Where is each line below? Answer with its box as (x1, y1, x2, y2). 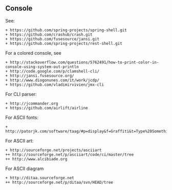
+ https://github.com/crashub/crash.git (5, 32, 93, 37)
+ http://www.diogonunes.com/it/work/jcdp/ (5, 78, 100, 83)
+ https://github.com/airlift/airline (5, 105, 88, 110)
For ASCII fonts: (5, 114, 38, 121)
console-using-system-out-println (5, 64, 79, 69)
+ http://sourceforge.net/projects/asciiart (5, 148, 102, 153)
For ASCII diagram (5, 165, 44, 172)
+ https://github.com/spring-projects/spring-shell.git (5, 28, 127, 33)
